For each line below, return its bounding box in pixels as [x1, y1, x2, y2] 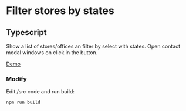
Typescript [6, 27, 47, 37]
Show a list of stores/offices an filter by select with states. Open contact [6, 43, 181, 50]
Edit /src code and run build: [6, 88, 75, 95]
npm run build [6, 99, 41, 106]
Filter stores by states [6, 4, 114, 18]
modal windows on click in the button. [6, 49, 98, 56]
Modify [6, 75, 28, 83]
